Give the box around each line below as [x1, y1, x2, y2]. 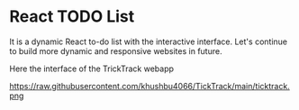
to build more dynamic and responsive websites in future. [9, 45, 222, 56]
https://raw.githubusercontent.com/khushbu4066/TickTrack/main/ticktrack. [9, 80, 290, 91]
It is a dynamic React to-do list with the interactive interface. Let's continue [9, 36, 288, 47]
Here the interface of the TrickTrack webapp [9, 63, 174, 74]
